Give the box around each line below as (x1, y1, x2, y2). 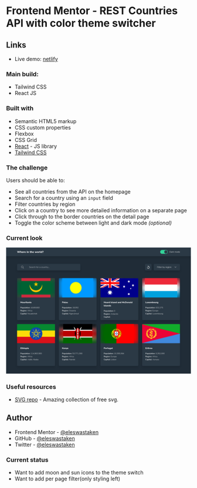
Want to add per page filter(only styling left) (14, 475, 121, 482)
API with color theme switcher (6, 16, 157, 30)
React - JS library (14, 143, 57, 150)
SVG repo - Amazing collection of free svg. (14, 396, 119, 403)
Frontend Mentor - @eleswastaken (14, 428, 98, 435)
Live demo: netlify (14, 56, 59, 62)
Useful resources (6, 382, 57, 391)
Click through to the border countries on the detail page (14, 213, 150, 220)
